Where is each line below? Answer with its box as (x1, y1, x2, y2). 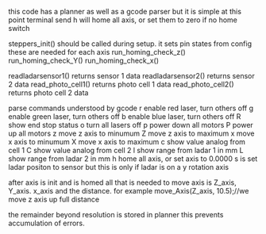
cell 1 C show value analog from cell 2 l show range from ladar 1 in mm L (8, 146, 244, 155)
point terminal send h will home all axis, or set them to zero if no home (8, 15, 238, 25)
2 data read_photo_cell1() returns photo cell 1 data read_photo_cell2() (8, 79, 234, 89)
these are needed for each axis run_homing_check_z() (8, 48, 187, 56)
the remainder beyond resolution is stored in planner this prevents (8, 210, 224, 219)
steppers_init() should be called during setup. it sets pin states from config (8, 39, 253, 48)
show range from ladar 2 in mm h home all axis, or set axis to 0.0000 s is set (8, 154, 258, 163)
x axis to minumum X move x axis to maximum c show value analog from (8, 137, 246, 146)
